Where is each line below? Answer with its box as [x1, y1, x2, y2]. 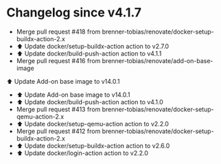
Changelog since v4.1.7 [6, 5, 142, 21]
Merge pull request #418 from [16, 27, 101, 36]
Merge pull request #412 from [16, 127, 101, 135]
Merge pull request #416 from [16, 56, 101, 65]
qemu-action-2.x [16, 112, 65, 121]
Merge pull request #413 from [16, 105, 101, 113]
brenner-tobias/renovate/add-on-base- [102, 56, 213, 65]
